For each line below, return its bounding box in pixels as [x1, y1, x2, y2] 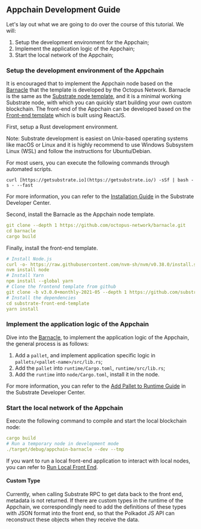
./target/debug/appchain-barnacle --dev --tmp [6, 446, 124, 452]
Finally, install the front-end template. [6, 244, 99, 251]
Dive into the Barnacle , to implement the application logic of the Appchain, [6, 333, 190, 340]
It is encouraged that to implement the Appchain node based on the [6, 80, 173, 87]
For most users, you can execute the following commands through [6, 159, 169, 166]
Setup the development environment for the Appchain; [14, 38, 150, 45]
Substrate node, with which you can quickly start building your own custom [6, 99, 192, 107]
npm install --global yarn [6, 278, 74, 284]
